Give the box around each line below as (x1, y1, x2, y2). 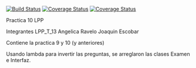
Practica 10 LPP (6, 17, 44, 23)
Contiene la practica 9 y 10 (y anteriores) (6, 40, 104, 46)
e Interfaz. (6, 57, 31, 63)
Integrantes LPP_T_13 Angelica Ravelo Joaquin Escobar (6, 28, 139, 35)
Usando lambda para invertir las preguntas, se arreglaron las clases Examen (6, 51, 191, 58)
